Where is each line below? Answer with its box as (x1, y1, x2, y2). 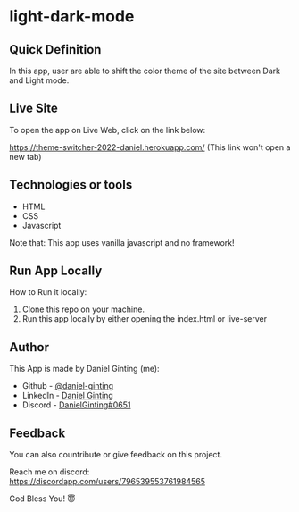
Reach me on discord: (9, 466, 90, 477)
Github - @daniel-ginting (21, 381, 114, 391)
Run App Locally (9, 264, 103, 279)
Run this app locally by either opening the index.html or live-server (21, 314, 268, 324)
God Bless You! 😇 (9, 493, 76, 504)
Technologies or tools (9, 177, 133, 193)
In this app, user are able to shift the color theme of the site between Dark (9, 65, 281, 76)
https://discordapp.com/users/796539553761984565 (9, 476, 205, 487)
